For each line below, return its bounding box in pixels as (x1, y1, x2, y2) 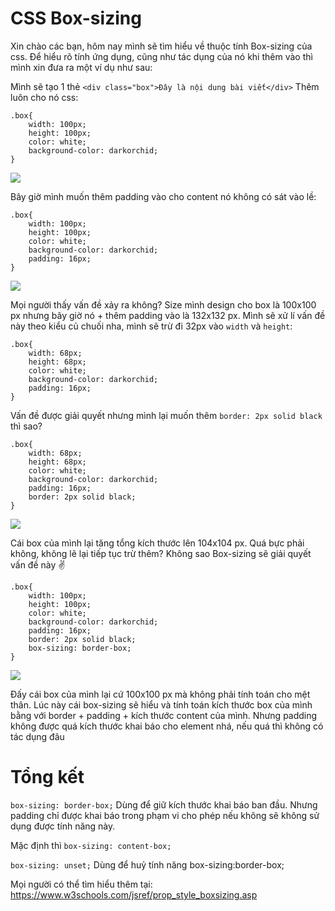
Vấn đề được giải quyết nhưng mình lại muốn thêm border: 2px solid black (10, 409, 323, 421)
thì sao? (10, 420, 43, 432)
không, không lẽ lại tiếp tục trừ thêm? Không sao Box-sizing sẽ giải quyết (10, 547, 312, 559)
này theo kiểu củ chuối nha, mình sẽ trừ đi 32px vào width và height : (10, 320, 293, 332)
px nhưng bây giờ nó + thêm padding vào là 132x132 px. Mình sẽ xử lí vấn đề (10, 309, 326, 321)
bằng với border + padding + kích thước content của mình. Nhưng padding (10, 709, 318, 721)
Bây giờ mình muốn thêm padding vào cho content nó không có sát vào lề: (10, 190, 317, 202)
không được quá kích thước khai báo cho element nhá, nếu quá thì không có (10, 720, 324, 732)
